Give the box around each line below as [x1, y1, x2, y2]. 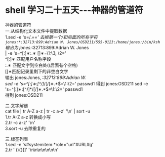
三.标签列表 [5, 136, 29, 142]
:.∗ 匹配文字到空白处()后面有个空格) [5, 62, 78, 68]
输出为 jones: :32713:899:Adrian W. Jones [5, 44, 89, 50]
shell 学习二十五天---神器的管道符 [5, 4, 143, 16]
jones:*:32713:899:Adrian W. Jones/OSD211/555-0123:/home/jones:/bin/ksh [5, 39, 161, 44]
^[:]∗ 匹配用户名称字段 [5, 56, 51, 62]
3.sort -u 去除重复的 [5, 125, 46, 131]
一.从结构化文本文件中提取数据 [5, 28, 68, 34]
